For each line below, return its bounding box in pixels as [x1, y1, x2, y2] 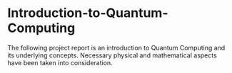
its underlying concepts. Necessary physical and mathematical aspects [7, 51, 218, 60]
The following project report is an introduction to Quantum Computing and [7, 43, 226, 52]
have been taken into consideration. [7, 58, 113, 67]
